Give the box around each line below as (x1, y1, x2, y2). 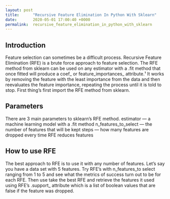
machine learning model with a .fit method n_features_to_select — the (5, 121, 153, 127)
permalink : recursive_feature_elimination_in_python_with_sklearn (5, 22, 153, 27)
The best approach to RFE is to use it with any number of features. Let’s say (5, 160, 165, 167)
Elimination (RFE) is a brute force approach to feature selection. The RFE (5, 60, 158, 66)
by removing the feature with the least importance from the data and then (5, 76, 160, 83)
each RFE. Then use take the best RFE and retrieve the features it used (5, 176, 155, 183)
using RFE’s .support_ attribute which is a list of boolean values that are (5, 182, 156, 188)
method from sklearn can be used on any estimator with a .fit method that (5, 65, 161, 72)
